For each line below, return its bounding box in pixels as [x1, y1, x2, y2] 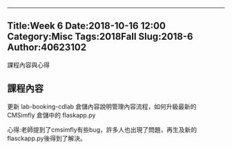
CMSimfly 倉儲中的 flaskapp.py [7, 111, 96, 119]
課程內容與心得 [7, 60, 50, 69]
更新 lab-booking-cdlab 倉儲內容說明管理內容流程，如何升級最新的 [7, 102, 197, 111]
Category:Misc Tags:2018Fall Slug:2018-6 [7, 31, 193, 43]
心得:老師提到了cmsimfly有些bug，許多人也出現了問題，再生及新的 [7, 125, 197, 134]
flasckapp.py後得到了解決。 [7, 134, 86, 142]
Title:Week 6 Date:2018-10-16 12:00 [7, 20, 166, 32]
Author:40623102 [7, 42, 87, 54]
